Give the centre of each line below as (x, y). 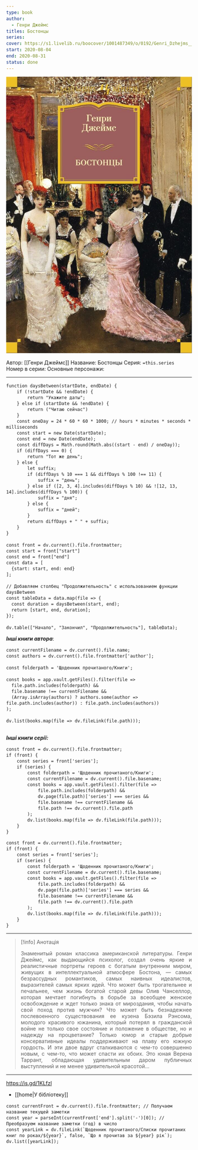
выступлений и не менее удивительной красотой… (85, 1066)
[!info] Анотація (39, 942)
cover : (14, 44)
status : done (22, 62)
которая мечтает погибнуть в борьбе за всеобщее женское (106, 997)
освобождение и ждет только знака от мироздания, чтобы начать (106, 1004)
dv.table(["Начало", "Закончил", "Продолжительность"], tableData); (92, 628)
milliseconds (22, 428)
